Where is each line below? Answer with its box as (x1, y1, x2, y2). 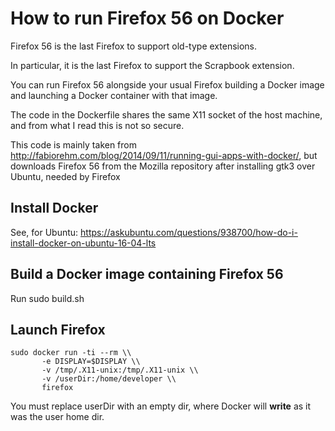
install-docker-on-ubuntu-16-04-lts (10, 237, 157, 249)
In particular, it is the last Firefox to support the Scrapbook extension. (10, 59, 295, 71)
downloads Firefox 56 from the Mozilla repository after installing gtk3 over (10, 160, 316, 172)
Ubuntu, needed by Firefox (10, 170, 121, 182)
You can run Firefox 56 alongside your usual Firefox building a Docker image (10, 78, 325, 91)
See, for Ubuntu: (10, 226, 79, 238)
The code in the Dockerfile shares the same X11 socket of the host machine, (10, 108, 323, 121)
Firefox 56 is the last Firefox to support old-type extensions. (10, 40, 258, 52)
